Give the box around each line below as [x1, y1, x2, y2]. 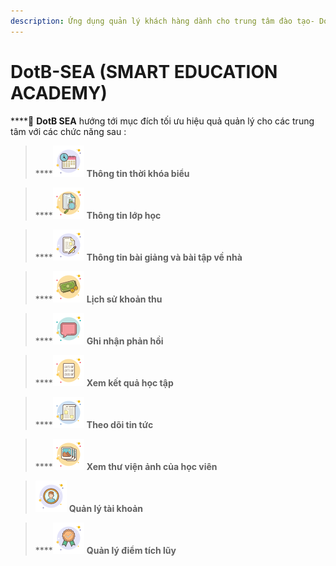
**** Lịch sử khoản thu [34, 293, 163, 305]
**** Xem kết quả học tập [34, 376, 174, 389]
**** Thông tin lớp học [34, 209, 162, 221]
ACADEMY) [10, 81, 108, 104]
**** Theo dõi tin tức [34, 418, 154, 430]
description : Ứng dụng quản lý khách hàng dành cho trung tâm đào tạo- [10, 16, 315, 26]
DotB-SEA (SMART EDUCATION [10, 60, 278, 83]
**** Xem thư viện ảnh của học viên [34, 460, 218, 472]
